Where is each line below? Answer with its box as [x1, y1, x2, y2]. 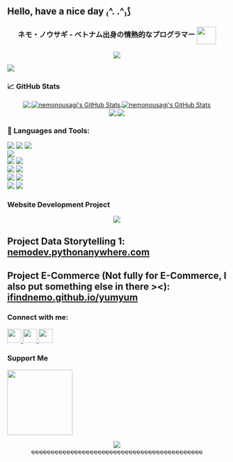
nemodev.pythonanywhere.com [7, 246, 150, 258]
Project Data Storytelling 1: [7, 235, 125, 247]
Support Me [7, 353, 49, 363]
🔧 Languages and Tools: [7, 125, 90, 135]
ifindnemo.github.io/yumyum [7, 292, 138, 303]
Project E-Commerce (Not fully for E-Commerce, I [7, 270, 227, 282]
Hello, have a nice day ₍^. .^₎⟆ [7, 6, 131, 17]
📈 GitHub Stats [7, 81, 61, 91]
